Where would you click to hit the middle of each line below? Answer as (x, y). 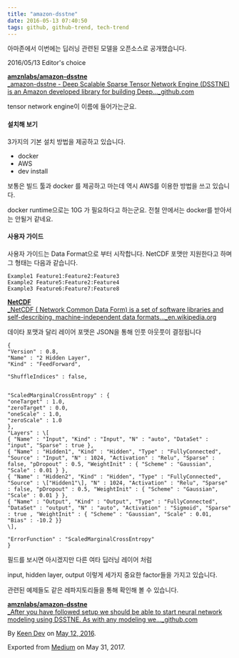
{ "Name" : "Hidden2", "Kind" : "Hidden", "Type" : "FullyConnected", (115, 477)
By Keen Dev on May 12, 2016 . (52, 633)
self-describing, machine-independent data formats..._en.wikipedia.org (112, 317)
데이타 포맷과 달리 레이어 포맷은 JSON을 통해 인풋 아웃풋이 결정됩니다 (105, 332)
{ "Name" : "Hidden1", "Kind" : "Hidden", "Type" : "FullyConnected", (115, 452)
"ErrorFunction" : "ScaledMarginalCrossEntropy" (81, 539)
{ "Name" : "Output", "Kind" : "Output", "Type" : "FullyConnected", (113, 502)
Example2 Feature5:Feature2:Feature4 (63, 282)
